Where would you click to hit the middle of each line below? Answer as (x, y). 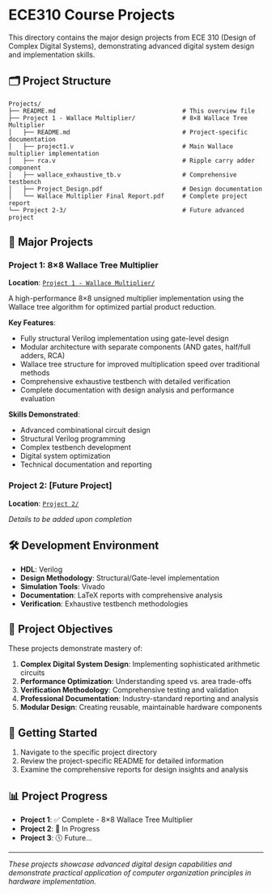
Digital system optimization (65, 456)
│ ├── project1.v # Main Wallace (121, 146)
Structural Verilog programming (72, 438)
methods (35, 373)
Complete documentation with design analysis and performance (127, 390)
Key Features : (32, 323)
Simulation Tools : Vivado (62, 586)
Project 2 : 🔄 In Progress (60, 828)
